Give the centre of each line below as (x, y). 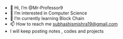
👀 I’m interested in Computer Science (48, 13)
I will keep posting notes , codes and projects (57, 31)
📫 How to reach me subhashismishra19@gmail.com (64, 24)
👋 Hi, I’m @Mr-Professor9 (36, 8)
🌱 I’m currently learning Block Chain (47, 18)
